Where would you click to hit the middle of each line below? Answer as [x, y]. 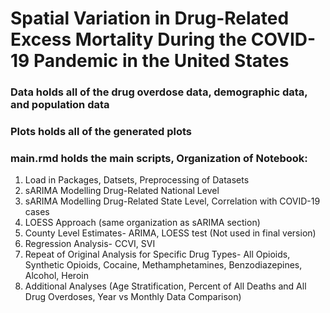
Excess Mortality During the [129, 39]
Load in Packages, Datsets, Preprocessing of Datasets [137, 180]
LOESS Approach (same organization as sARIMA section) [142, 223]
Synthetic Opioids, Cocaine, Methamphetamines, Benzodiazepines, [163, 265]
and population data [60, 105]
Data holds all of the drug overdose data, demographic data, [159, 92]
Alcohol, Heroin [56, 276]
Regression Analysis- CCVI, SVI [90, 244]
